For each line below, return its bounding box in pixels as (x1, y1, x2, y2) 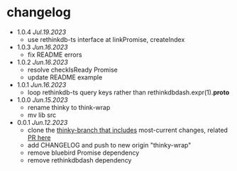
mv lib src (27, 111, 57, 119)
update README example (27, 72, 103, 82)
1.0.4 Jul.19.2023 (16, 28, 67, 36)
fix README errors (27, 50, 82, 59)
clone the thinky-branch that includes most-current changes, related (27, 126, 228, 134)
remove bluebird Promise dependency (27, 148, 140, 157)
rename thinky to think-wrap (27, 103, 111, 111)
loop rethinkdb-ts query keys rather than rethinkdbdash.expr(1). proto (27, 88, 230, 96)
